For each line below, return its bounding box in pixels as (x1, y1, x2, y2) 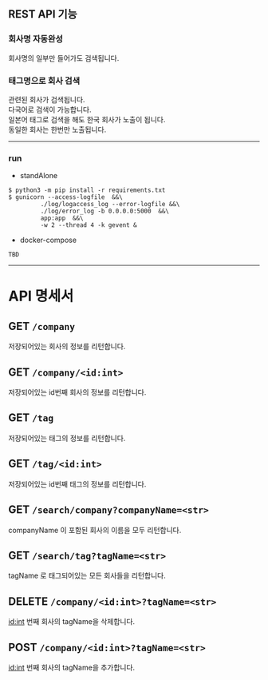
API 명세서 (8, 287, 74, 305)
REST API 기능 (8, 7, 77, 22)
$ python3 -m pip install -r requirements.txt (8, 186, 166, 194)
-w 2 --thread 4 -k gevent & (40, 221, 137, 229)
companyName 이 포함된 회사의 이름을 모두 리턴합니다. (8, 525, 182, 535)
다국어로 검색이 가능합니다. (8, 105, 92, 114)
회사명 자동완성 (8, 34, 64, 45)
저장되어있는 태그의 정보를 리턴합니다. (8, 433, 126, 443)
